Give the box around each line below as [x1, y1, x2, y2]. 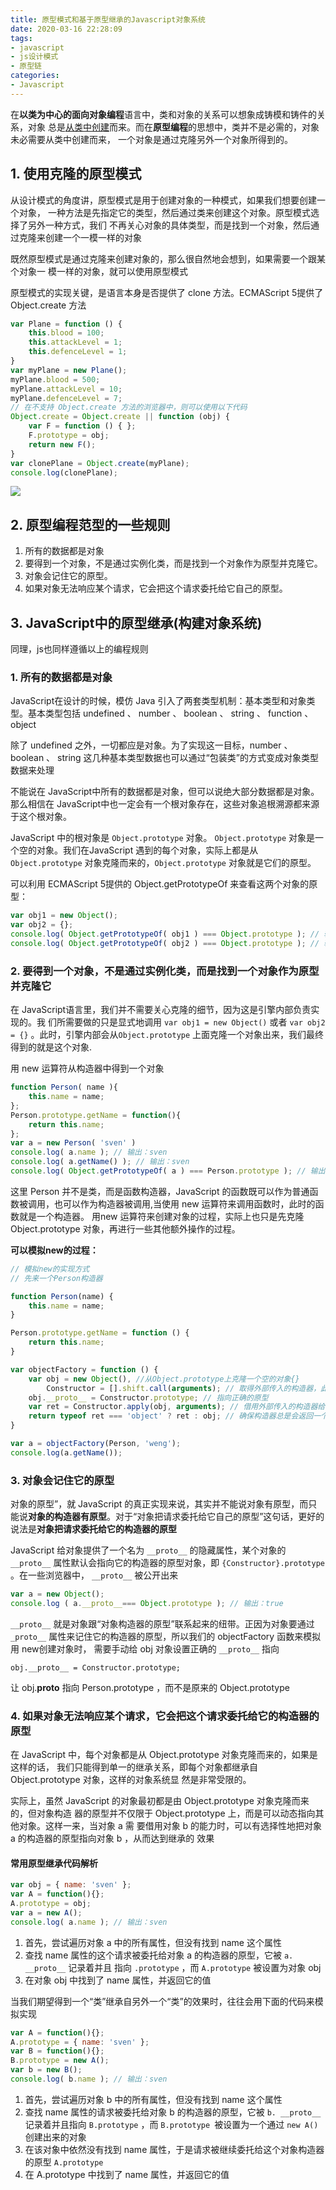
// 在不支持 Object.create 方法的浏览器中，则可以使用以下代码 [10, 402, 248, 413]
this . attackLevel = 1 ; [28, 337, 123, 348]
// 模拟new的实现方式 [10, 1264, 90, 1274]
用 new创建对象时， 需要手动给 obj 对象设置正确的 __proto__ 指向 [10, 1642, 280, 1655]
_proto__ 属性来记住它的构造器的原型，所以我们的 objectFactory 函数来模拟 [10, 1630, 322, 1642]
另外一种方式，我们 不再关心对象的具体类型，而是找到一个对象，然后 [27, 219, 311, 231]
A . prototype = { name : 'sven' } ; [10, 2037, 150, 2047]
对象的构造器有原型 [28, 1511, 107, 1523]
